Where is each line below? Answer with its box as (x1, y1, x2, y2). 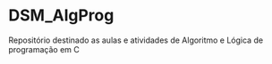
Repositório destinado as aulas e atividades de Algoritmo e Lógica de (8, 35, 264, 45)
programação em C (8, 44, 80, 54)
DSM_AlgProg (8, 5, 115, 26)
